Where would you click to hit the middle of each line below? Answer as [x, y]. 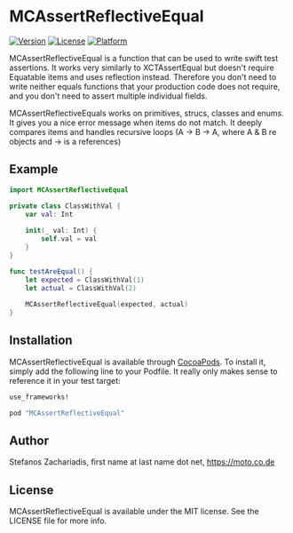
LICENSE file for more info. [58, 521]
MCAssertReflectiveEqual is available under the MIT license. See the [134, 512]
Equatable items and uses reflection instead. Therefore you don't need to [143, 76]
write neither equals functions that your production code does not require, [145, 86]
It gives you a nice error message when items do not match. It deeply [136, 123]
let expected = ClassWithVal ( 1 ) [85, 280]
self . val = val [69, 239]
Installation [41, 341]
